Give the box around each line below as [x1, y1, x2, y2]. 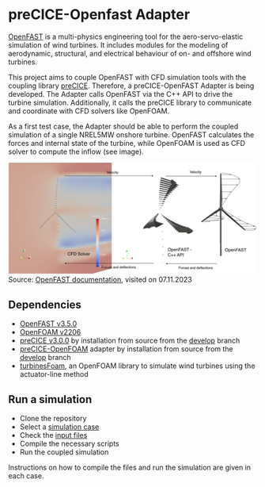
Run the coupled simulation [19, 447, 109, 457]
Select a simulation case [19, 422, 100, 431]
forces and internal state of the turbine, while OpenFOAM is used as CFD [8, 138, 246, 148]
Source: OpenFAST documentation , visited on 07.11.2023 [8, 275, 192, 285]
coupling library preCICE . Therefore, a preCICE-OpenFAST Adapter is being [8, 81, 255, 90]
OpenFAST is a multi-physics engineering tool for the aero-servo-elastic [8, 32, 244, 41]
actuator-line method [19, 370, 89, 379]
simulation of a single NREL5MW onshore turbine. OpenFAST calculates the [8, 129, 255, 140]
